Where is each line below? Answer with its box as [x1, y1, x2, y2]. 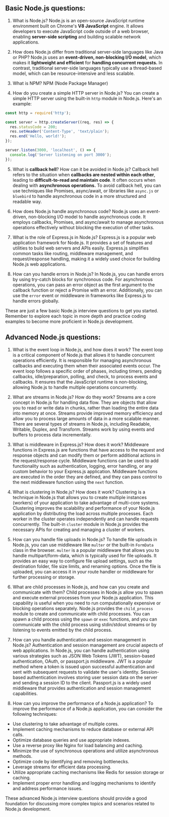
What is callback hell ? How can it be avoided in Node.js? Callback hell [12, 166, 159, 172]
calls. [12, 731, 24, 738]
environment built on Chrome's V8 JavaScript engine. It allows [12, 23, 144, 29]
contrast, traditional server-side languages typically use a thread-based [12, 65, 162, 71]
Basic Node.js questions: [5, 4, 86, 13]
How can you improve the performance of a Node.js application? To [12, 700, 154, 706]
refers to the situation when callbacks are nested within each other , [12, 172, 155, 178]
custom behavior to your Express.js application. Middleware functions [12, 468, 158, 474]
